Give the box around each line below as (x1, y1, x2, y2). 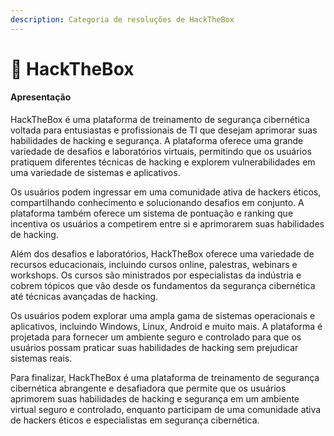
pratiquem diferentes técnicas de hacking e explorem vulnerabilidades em (10, 156, 316, 168)
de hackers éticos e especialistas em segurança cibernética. (10, 414, 260, 426)
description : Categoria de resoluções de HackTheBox (10, 14, 235, 25)
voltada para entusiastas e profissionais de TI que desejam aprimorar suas (10, 124, 318, 136)
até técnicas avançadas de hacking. (10, 291, 159, 303)
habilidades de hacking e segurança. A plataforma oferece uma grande (10, 135, 304, 147)
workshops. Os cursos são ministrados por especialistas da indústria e (10, 269, 302, 281)
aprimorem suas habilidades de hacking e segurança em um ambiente (10, 393, 300, 405)
